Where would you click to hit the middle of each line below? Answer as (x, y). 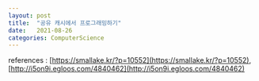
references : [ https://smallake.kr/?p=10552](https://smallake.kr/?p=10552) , (130, 60)
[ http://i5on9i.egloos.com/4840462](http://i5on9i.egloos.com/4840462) (127, 69)
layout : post (30, 15)
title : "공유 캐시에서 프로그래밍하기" (65, 23)
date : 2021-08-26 (40, 30)
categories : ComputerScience (56, 38)
